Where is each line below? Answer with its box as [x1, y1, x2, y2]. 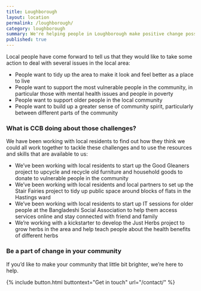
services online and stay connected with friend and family [14, 213, 158, 220]
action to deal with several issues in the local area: [6, 59, 130, 66]
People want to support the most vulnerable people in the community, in [14, 84, 193, 90]
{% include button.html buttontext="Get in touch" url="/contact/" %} [6, 278, 175, 286]
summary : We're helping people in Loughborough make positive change [6, 31, 184, 37]
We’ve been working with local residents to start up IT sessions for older [14, 200, 193, 207]
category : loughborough [6, 25, 66, 32]
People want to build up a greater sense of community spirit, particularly [14, 103, 193, 110]
